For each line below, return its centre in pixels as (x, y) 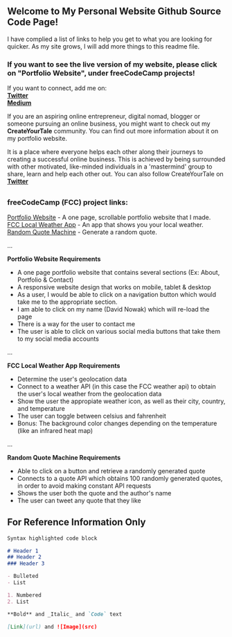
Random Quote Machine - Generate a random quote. (82, 232)
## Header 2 (24, 557)
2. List (18, 602)
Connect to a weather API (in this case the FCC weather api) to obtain (116, 386)
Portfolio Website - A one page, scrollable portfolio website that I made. (109, 217)
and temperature (41, 408)
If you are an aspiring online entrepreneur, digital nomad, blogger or (104, 117)
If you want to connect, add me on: (57, 88)
